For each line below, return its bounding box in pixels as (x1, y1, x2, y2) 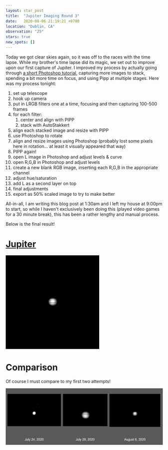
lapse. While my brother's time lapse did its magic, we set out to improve (5, 59, 155, 65)
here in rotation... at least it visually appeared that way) (12, 143, 126, 149)
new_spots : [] (5, 40, 35, 45)
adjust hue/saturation (12, 175, 57, 181)
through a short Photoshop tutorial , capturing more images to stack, (5, 70, 145, 76)
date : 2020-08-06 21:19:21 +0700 (5, 18, 80, 23)
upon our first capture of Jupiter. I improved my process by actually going (5, 64, 158, 70)
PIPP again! (12, 148, 37, 154)
